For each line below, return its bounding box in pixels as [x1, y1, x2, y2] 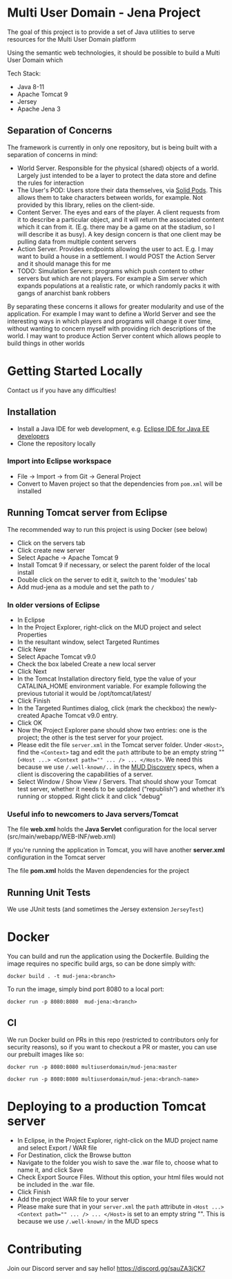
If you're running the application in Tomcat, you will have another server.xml [7, 846, 225, 854]
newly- [197, 703, 217, 712]
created [17, 711, 40, 719]
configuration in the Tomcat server [7, 853, 106, 862]
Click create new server [17, 546, 85, 554]
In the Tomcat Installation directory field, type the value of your [17, 674, 197, 683]
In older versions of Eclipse [7, 600, 100, 609]
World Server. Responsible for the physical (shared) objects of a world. [17, 164, 219, 172]
